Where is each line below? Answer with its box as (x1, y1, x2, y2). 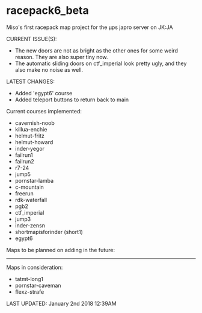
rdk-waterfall (14, 196, 47, 203)
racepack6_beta (6, 4, 89, 17)
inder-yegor (14, 145, 45, 152)
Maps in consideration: (6, 264, 63, 271)
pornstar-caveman (14, 282, 61, 289)
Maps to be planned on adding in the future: (6, 246, 115, 253)
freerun (14, 189, 34, 197)
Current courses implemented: (6, 107, 82, 115)
